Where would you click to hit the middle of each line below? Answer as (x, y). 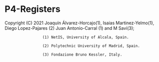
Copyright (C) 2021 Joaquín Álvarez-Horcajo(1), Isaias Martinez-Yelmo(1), (79, 23)
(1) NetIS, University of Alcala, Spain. (86, 37)
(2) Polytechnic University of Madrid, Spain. (91, 46)
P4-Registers (32, 9)
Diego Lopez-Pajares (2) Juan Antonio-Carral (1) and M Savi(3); (70, 28)
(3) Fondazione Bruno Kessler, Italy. (82, 55)
